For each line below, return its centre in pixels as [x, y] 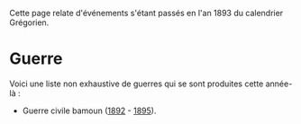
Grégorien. [29, 22]
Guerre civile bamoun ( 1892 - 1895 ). [89, 111]
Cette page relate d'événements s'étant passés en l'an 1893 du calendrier [146, 13]
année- [279, 84]
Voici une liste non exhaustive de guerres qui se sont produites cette [137, 84]
